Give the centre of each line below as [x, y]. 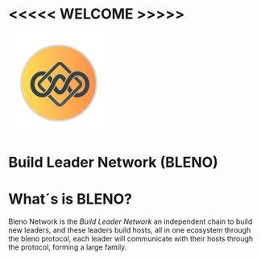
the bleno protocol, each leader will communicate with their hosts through [131, 239]
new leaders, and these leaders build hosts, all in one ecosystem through [130, 230]
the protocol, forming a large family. [68, 247]
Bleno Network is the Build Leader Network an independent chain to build [130, 221]
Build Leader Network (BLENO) [114, 163]
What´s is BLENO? [70, 199]
